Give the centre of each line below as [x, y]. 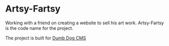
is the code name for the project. [39, 28]
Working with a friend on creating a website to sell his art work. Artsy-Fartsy [85, 23]
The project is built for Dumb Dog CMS [46, 38]
